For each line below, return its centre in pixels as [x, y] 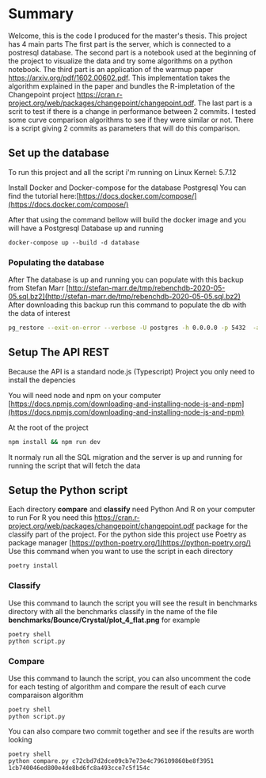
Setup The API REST [59, 353]
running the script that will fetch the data [74, 465]
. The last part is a [223, 103]
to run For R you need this [50, 518]
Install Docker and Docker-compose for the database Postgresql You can [127, 188]
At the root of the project [48, 427]
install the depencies [42, 380]
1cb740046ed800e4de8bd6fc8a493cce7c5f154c [79, 769]
